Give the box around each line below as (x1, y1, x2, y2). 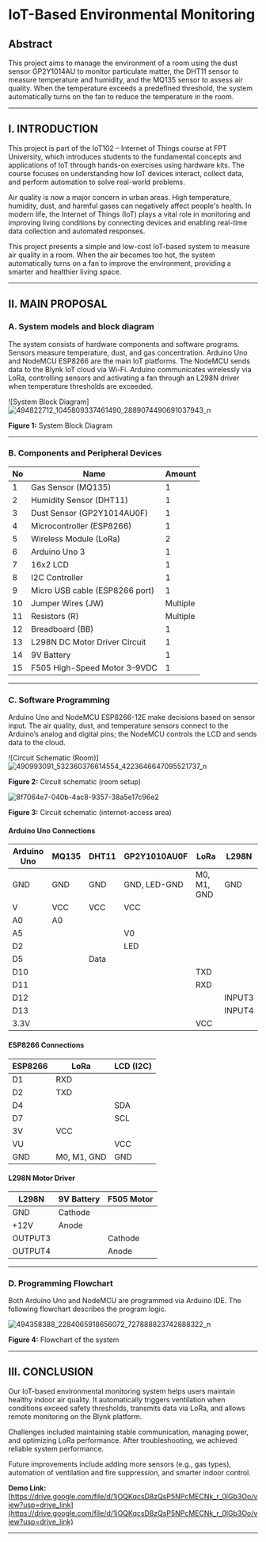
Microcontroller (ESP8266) (31, 520, 132, 531)
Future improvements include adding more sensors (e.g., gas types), (8, 1459, 232, 1469)
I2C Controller (31, 571, 84, 583)
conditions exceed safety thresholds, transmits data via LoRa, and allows (8, 1403, 245, 1413)
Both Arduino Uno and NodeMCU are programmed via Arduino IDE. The (8, 1296, 241, 1305)
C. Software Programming (8, 694, 111, 706)
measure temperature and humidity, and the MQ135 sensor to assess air (8, 75, 244, 84)
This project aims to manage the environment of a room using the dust (8, 58, 238, 67)
